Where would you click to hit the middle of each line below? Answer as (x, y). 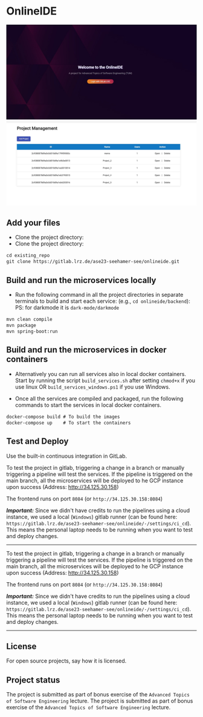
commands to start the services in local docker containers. (88, 405)
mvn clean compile (29, 319)
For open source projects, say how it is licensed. (66, 661)
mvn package (21, 325)
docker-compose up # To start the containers (69, 423)
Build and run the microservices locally (81, 280)
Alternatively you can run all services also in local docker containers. (100, 374)
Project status (33, 680)
